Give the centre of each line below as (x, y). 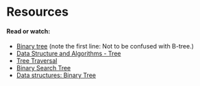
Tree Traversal (37, 61)
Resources (38, 12)
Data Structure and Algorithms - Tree (68, 54)
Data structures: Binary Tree (56, 75)
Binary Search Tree (43, 68)
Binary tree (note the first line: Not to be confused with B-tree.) (105, 46)
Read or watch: (28, 31)
